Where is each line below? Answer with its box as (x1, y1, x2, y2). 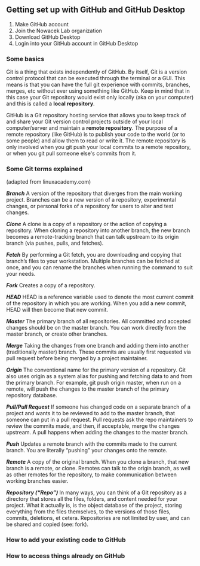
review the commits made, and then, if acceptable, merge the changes (6, 422, 180, 430)
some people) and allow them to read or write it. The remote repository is (6, 137, 186, 144)
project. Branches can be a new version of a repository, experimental (6, 196, 176, 203)
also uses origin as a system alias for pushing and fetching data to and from (6, 373, 193, 380)
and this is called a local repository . (6, 100, 95, 107)
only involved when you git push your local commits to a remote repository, (6, 144, 191, 151)
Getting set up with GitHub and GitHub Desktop (6, 5, 186, 15)
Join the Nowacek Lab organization (14, 27, 103, 34)
